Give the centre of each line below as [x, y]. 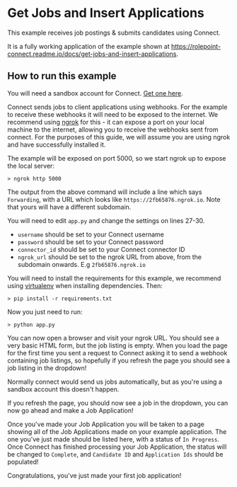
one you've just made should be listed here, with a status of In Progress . [113, 439]
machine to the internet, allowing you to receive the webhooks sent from [113, 130]
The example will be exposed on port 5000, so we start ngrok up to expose [117, 158]
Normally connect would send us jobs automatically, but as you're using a [115, 382]
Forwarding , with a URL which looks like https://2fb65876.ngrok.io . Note [114, 199]
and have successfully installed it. [57, 144]
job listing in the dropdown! [47, 368]
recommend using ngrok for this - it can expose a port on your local [106, 122]
